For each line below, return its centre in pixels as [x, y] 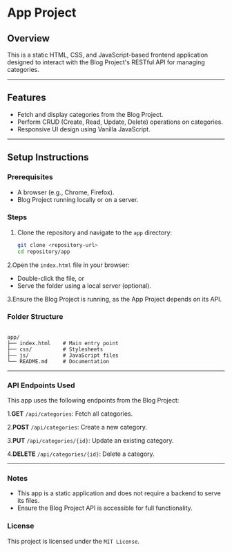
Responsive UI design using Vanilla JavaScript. [84, 129]
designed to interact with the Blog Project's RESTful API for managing [106, 62]
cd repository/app [43, 251]
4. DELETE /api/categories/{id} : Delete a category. [81, 454]
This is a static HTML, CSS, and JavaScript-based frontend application [108, 55]
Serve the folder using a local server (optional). [84, 286]
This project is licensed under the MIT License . [74, 541]
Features [27, 98]
